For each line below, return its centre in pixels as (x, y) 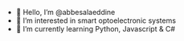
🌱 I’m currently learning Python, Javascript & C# (95, 29)
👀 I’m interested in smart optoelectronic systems (96, 20)
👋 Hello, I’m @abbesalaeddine (65, 12)
